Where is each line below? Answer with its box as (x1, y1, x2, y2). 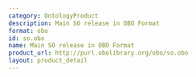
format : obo (8, 26, 48, 34)
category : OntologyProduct (8, 11, 99, 20)
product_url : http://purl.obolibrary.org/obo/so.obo (8, 49, 189, 57)
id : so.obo (8, 34, 45, 43)
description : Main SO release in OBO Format (8, 19, 160, 27)
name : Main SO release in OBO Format (8, 42, 135, 50)
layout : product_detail (8, 57, 88, 65)
